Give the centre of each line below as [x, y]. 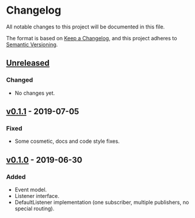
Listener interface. [37, 196]
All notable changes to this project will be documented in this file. [86, 27]
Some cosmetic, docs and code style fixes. [67, 141]
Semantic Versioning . [32, 44]
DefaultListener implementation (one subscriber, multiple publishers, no [102, 202]
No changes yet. [35, 93]
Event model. [31, 190]
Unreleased [28, 63]
